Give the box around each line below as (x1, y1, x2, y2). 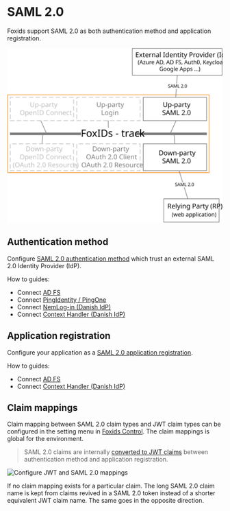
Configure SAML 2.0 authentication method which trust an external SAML (7, 254, 214, 263)
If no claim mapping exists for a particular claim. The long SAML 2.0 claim (7, 482, 215, 490)
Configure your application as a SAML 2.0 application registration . (7, 348, 193, 357)
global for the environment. (7, 435, 84, 443)
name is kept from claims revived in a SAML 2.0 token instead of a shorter (7, 489, 216, 497)
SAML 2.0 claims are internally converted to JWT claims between (23, 448, 209, 456)
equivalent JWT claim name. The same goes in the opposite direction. (7, 497, 204, 505)
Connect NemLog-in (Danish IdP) (16, 302, 112, 311)
